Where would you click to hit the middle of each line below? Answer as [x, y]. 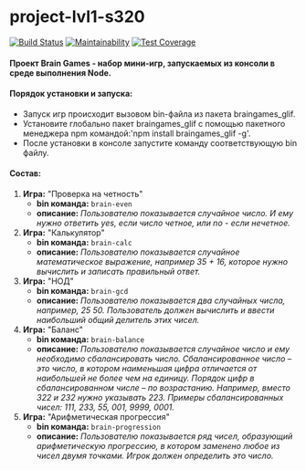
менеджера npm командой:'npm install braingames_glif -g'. [137, 133]
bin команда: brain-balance [90, 339]
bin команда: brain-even [84, 204]
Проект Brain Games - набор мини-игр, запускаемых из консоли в [142, 63]
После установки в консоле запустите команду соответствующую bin [160, 142]
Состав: [26, 173]
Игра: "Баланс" [53, 329]
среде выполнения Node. [60, 73]
